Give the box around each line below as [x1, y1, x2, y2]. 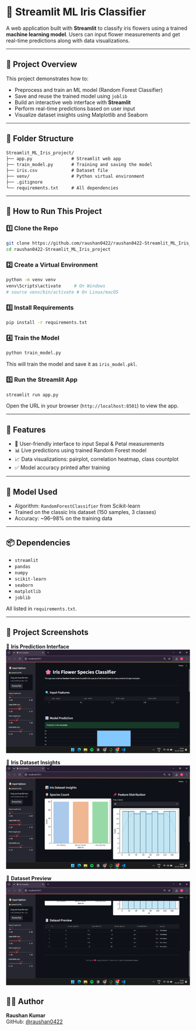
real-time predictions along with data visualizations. [6, 37, 130, 44]
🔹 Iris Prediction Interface [6, 643, 69, 650]
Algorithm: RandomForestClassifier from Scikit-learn [14, 502, 141, 509]
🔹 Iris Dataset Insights [6, 758, 61, 766]
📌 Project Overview [6, 60, 78, 70]
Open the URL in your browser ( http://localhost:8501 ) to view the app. [6, 402, 179, 409]
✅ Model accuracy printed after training [14, 464, 110, 471]
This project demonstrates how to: [6, 75, 89, 82]
